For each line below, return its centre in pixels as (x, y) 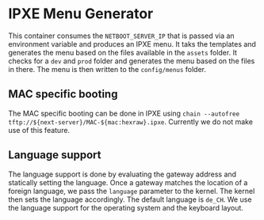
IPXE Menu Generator (81, 14)
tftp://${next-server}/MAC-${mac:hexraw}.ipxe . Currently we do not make (131, 121)
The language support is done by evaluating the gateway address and (122, 174)
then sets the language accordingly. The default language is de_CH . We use (130, 199)
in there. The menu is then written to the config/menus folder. (107, 69)
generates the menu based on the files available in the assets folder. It (123, 52)
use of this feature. (39, 130)
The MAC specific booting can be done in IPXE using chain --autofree (124, 113)
